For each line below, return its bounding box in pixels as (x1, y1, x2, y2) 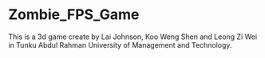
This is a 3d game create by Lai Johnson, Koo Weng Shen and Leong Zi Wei (8, 32, 258, 41)
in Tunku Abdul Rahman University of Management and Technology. (8, 40, 232, 49)
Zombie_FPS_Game (8, 6, 140, 24)
